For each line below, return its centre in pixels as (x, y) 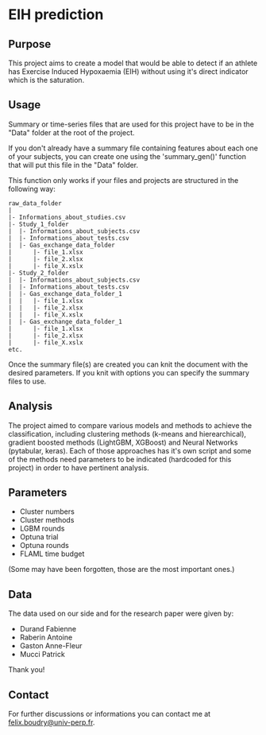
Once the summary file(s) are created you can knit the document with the (128, 364)
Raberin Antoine (46, 637)
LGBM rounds (42, 529)
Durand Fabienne (48, 629)
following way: (32, 189)
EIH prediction (56, 15)
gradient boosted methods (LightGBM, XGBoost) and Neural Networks (123, 442)
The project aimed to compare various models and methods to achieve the (130, 425)
